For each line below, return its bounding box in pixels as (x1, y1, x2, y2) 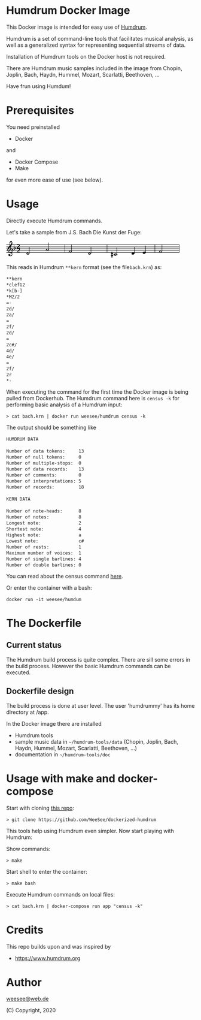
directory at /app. (6, 708, 49, 716)
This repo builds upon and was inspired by (6, 943, 111, 950)
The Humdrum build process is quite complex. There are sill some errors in (6, 656, 190, 663)
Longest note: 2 (6, 520, 82, 526)
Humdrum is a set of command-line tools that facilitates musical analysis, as (6, 35, 194, 42)
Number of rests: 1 (6, 544, 82, 550)
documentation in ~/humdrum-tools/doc (14, 750, 111, 758)
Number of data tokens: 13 (6, 448, 84, 454)
